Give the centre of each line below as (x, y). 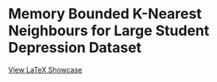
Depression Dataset (75, 48)
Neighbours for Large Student (109, 31)
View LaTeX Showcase (45, 69)
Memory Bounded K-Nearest (105, 14)
